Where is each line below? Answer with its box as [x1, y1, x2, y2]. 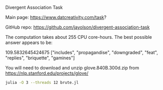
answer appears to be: [5, 39, 53, 46]
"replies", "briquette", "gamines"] [5, 55, 75, 61]
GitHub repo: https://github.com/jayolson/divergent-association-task [5, 24, 150, 30]
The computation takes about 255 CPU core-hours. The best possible [5, 34, 152, 40]
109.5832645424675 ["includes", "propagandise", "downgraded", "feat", [5, 50, 158, 55]
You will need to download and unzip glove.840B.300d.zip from [5, 65, 139, 71]
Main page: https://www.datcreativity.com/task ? [5, 14, 107, 20]
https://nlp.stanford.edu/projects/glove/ [5, 70, 88, 76]
